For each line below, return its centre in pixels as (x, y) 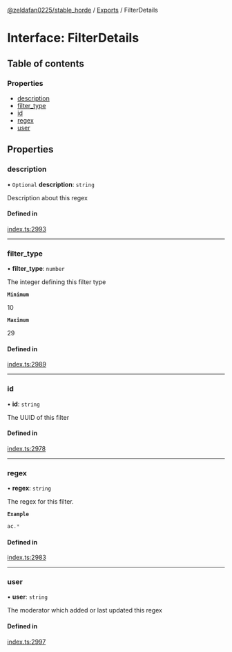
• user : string (28, 597)
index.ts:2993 (27, 229)
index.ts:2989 (27, 364)
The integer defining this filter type (57, 282)
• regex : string (29, 488)
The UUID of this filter (38, 417)
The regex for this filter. (40, 502)
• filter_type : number (36, 269)
